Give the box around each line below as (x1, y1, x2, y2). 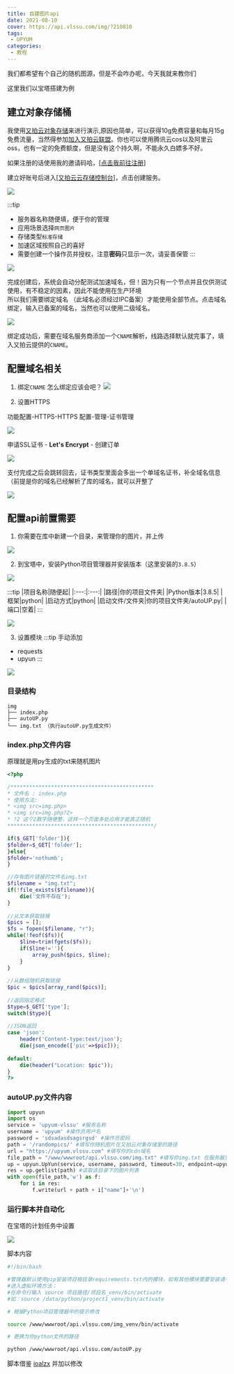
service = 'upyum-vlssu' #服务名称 (7, 1121, 107, 1129)
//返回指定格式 (7, 996, 45, 1003)
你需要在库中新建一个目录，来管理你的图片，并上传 (17, 532, 164, 541)
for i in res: (19, 1180, 61, 1187)
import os (7, 1115, 36, 1122)
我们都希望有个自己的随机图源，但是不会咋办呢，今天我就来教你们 (7, 69, 196, 77)
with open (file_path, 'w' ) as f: (7, 1174, 101, 1181)
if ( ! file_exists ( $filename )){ (7, 887, 95, 894)
